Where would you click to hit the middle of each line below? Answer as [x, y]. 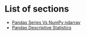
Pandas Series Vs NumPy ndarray [46, 22]
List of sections [37, 9]
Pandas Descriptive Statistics [42, 27]
